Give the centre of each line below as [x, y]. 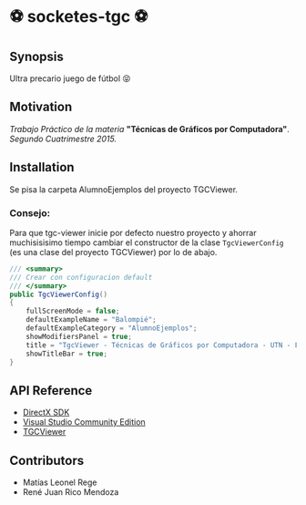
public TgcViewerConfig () [58, 294]
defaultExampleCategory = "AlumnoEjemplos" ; [112, 328]
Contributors [47, 460]
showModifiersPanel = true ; [79, 336]
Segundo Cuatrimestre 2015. [63, 139]
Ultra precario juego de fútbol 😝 [70, 78]
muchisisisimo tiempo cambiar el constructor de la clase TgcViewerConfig [147, 242]
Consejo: [30, 212]
